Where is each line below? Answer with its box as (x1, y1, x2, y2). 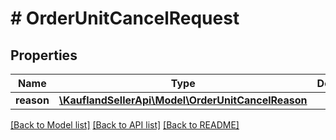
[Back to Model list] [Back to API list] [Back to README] (10, 119, 240, 131)
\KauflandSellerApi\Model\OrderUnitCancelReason (58, 93, 308, 107)
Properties (10, 47, 78, 64)
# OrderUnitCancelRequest (10, 7, 240, 30)
